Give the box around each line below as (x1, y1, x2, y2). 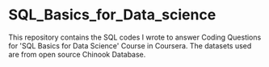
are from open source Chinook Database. (8, 49, 146, 59)
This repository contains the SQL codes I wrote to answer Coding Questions (8, 32, 262, 42)
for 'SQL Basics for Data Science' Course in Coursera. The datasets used (8, 40, 252, 50)
